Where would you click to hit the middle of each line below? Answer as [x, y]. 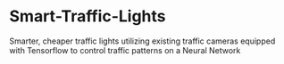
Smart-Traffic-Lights [88, 16]
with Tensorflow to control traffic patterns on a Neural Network [125, 50]
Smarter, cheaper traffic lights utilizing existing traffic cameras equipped [142, 41]
